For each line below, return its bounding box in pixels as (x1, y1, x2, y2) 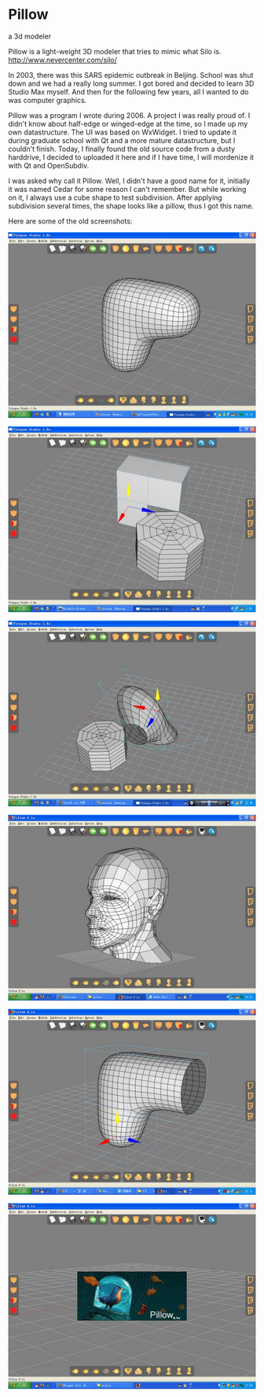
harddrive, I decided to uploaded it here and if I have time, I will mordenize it (8, 152, 254, 162)
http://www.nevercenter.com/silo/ (8, 55, 118, 65)
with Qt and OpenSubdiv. (8, 160, 90, 170)
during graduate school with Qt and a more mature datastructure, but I (8, 135, 236, 145)
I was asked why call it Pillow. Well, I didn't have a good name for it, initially (8, 175, 251, 186)
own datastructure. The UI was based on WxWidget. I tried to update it (8, 127, 237, 137)
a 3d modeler (8, 31, 52, 41)
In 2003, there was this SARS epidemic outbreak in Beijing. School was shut (8, 70, 254, 79)
